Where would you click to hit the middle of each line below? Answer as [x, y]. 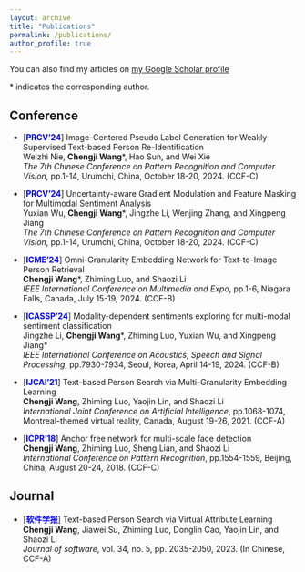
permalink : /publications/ [61, 35]
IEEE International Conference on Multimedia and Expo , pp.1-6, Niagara [157, 289]
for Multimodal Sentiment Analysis [87, 204]
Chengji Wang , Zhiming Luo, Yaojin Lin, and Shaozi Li [123, 402]
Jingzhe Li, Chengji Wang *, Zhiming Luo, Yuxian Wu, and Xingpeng [149, 336]
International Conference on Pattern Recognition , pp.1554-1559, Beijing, [158, 458]
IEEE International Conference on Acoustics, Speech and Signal [142, 355]
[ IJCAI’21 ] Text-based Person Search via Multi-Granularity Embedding [155, 383]
